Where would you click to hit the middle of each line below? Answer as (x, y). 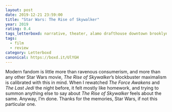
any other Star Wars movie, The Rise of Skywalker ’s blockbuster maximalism (86, 77)
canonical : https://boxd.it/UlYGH (42, 57)
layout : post (19, 10)
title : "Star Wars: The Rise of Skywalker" (52, 19)
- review (19, 48)
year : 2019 (17, 24)
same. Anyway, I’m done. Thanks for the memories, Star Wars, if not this (81, 99)
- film (17, 43)
